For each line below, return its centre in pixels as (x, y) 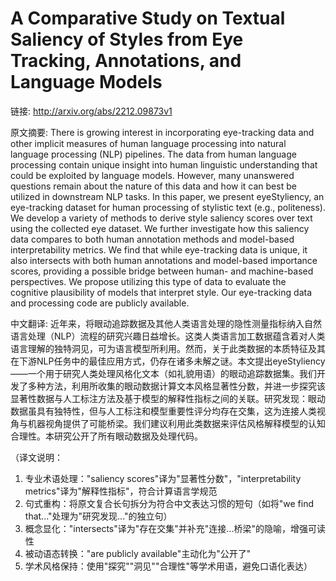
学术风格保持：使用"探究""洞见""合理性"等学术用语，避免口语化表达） (168, 566)
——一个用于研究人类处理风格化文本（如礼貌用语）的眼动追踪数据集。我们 (163, 373)
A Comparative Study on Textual (148, 18)
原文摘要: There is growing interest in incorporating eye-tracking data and (162, 132)
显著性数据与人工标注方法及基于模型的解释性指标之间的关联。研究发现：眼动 (168, 398)
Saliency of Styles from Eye (127, 39)
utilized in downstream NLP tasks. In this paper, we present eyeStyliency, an (167, 196)
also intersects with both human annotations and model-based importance (164, 260)
